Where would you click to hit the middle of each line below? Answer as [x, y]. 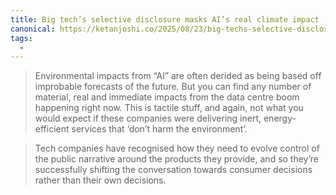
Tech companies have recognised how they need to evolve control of [177, 148]
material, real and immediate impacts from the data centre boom [167, 97]
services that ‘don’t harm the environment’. [159, 129]
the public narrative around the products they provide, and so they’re [177, 159]
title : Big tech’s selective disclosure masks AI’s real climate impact [165, 19]
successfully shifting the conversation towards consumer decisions [173, 170]
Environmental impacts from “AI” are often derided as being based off [178, 76]
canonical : [33, 29]
